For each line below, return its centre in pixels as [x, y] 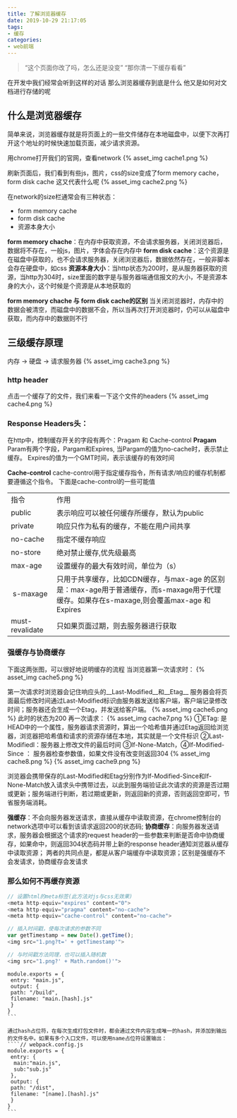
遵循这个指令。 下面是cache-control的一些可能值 [84, 482]
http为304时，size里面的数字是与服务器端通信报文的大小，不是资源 [124, 277]
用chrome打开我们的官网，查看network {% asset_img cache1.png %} [108, 158]
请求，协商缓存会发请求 [54, 861]
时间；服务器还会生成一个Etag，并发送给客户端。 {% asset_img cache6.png [117, 709]
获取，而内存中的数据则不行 [48, 318]
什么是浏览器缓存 [44, 116]
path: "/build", [34, 992]
